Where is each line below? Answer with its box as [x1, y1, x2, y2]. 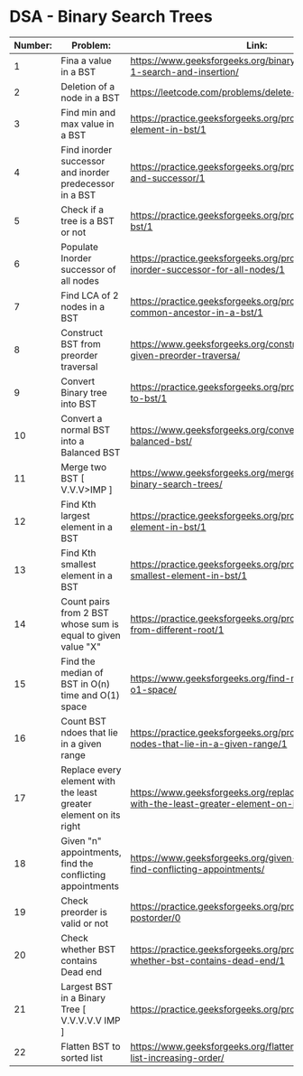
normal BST [60, 423, 111, 435]
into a [60, 435, 85, 447]
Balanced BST [60, 445, 121, 458]
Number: [14, 39, 52, 51]
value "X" [60, 640, 101, 652]
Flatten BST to [60, 1040, 121, 1053]
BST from [60, 337, 101, 350]
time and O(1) [60, 688, 120, 701]
